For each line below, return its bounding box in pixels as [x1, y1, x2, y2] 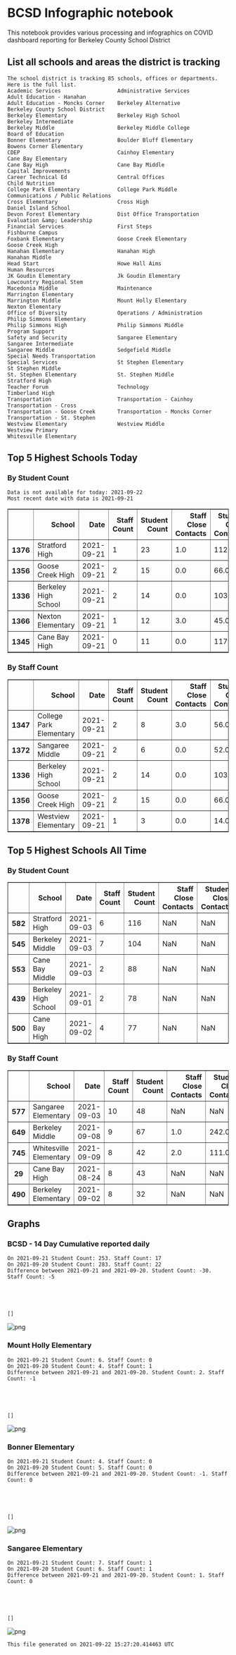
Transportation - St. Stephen [7, 414, 96, 421]
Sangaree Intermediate [7, 340, 74, 347]
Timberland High [7, 389, 55, 396]
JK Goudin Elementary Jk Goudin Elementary [7, 272, 181, 279]
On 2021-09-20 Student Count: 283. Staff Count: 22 [7, 1261, 162, 1269]
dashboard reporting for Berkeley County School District [7, 35, 171, 44]
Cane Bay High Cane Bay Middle [7, 161, 165, 169]
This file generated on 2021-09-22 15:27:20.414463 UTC [7, 1641, 174, 1648]
